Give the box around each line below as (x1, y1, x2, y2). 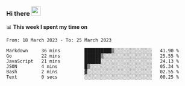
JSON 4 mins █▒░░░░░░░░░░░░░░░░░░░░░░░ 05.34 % (6, 64, 180, 70)
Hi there (6, 9, 30, 17)
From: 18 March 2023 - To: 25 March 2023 (6, 37, 112, 43)
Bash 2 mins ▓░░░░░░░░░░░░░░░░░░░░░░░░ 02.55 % (6, 69, 180, 75)
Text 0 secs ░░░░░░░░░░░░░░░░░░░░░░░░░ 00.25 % (6, 74, 180, 81)
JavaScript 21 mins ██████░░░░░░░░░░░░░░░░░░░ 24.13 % (6, 58, 180, 64)
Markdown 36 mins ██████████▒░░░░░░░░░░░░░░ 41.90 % (6, 48, 180, 54)
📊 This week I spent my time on (6, 23, 88, 31)
